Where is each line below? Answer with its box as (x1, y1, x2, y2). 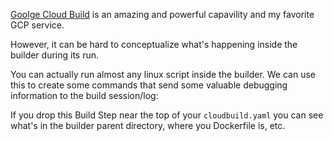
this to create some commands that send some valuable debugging (10, 79, 288, 91)
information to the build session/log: (10, 90, 159, 101)
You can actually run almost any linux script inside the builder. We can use (10, 69, 316, 80)
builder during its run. (10, 49, 100, 61)
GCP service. (10, 19, 65, 31)
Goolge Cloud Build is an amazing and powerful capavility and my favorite (10, 9, 315, 20)
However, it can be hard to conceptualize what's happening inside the (10, 39, 298, 50)
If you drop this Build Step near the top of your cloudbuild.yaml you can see (10, 109, 324, 121)
